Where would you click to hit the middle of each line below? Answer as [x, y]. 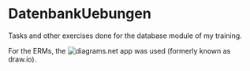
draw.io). [22, 59]
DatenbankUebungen [80, 14]
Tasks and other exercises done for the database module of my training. [125, 35]
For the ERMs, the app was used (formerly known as [119, 50]
